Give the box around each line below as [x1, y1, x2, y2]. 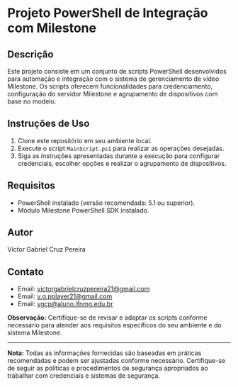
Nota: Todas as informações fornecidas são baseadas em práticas [7, 349, 202, 357]
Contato [7, 266, 44, 278]
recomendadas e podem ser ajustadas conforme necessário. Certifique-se [7, 357, 225, 365]
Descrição [7, 48, 54, 60]
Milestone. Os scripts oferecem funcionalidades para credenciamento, [7, 82, 213, 90]
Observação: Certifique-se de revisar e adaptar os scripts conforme [7, 313, 208, 322]
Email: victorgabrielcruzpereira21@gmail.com [17, 285, 150, 293]
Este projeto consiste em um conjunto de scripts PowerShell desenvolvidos [7, 67, 227, 75]
